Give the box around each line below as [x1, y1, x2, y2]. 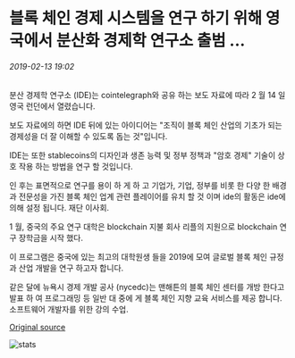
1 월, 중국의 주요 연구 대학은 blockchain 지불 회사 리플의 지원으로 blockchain [9, 221, 278, 232]
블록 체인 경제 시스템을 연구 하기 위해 [9, 8, 262, 29]
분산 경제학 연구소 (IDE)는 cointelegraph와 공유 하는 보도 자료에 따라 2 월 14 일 [9, 90, 286, 101]
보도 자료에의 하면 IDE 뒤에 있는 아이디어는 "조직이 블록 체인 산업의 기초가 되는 [9, 120, 283, 130]
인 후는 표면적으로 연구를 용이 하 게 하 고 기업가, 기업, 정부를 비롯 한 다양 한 [9, 180, 271, 191]
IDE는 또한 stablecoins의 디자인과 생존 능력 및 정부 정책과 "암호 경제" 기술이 [9, 150, 276, 161]
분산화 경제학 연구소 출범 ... [55, 30, 246, 51]
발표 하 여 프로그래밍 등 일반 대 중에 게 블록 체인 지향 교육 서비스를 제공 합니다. [9, 293, 283, 304]
